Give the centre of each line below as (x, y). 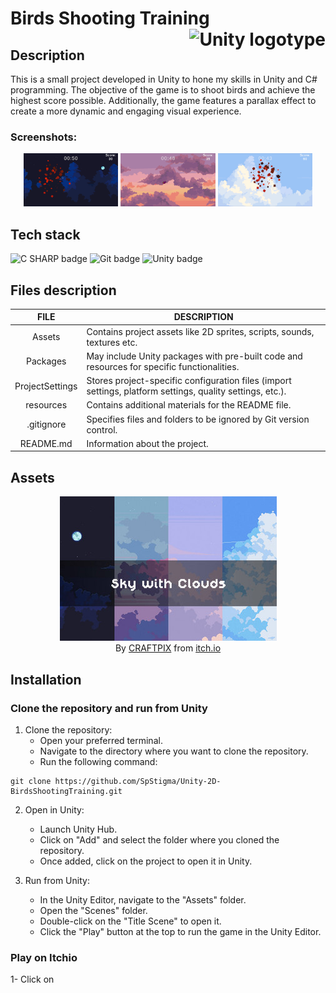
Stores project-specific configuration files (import (189, 381)
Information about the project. (147, 443)
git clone (31, 781)
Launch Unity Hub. (78, 829)
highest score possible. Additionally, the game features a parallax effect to (163, 100)
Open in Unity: (54, 809)
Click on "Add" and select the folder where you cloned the (159, 839)
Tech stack (45, 234)
